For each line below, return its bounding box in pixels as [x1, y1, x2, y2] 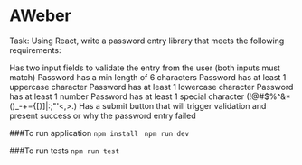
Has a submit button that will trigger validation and [78, 100, 267, 111]
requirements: [9, 44, 61, 55]
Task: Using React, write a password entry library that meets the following [9, 35, 285, 46]
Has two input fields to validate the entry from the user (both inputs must [9, 62, 280, 73]
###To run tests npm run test [9, 145, 120, 156]
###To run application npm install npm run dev [9, 127, 190, 138]
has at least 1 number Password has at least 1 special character [9, 91, 245, 102]
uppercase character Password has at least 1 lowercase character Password [9, 81, 294, 92]
